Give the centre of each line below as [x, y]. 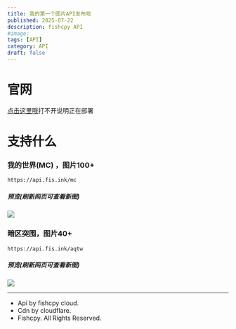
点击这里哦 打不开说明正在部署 [50, 110]
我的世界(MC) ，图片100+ [51, 165]
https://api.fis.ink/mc [42, 180]
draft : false [26, 53]
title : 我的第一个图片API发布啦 [49, 14]
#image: [19, 33]
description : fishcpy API [45, 27]
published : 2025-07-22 [40, 20]
